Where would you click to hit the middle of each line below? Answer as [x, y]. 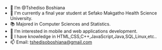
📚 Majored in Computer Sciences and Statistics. [60, 24]
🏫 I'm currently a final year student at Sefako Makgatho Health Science [84, 13]
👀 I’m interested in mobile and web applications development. [74, 31]
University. [21, 18]
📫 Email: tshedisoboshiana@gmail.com [51, 42]
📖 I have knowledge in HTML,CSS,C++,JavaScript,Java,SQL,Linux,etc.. [83, 36]
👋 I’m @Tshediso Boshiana [37, 8]
